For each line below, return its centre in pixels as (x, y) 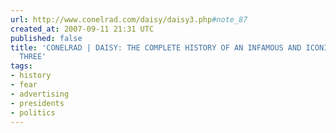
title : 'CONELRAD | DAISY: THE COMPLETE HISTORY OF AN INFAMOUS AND (156, 47)
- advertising (40, 94)
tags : (21, 66)
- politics (33, 112)
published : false (46, 38)
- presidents (37, 103)
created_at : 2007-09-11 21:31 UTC (82, 29)
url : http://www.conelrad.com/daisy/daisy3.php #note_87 (129, 19)
